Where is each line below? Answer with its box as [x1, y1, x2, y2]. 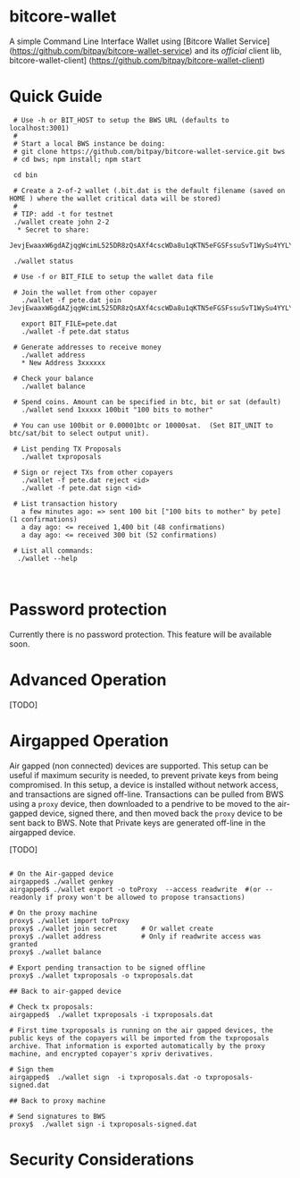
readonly [9, 893, 42, 902]
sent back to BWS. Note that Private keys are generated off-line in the [9, 817, 266, 828]
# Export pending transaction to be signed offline [9, 963, 205, 972]
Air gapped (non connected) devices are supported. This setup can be [9, 760, 269, 771]
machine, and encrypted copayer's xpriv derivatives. [9, 1049, 214, 1058]
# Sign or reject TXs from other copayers [12, 468, 174, 477]
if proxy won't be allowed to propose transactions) [45, 893, 246, 902]
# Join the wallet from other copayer [12, 288, 158, 297]
